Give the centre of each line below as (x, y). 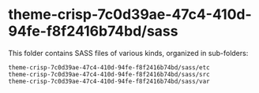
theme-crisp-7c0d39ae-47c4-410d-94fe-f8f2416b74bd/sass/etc (109, 67)
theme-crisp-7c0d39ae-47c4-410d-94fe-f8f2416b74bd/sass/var (109, 81)
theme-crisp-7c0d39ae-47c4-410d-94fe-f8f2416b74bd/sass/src (109, 74)
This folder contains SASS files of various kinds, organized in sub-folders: (128, 53)
